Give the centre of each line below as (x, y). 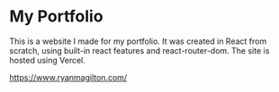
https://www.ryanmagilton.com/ (68, 77)
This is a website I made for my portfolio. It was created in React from (138, 41)
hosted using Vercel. (47, 60)
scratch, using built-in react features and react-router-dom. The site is (139, 50)
